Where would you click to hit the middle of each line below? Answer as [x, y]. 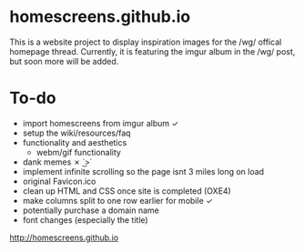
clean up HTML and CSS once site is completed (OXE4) [127, 191]
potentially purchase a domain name [91, 210]
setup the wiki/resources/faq [76, 133]
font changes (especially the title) [85, 219]
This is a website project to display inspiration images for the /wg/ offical [146, 42]
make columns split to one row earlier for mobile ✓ [118, 200]
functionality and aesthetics [75, 142]
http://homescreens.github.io [64, 237]
